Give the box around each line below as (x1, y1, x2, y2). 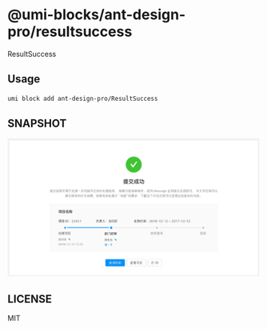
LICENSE (7, 292, 53, 306)
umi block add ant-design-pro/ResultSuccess (7, 94, 158, 102)
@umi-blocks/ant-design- (7, 6, 186, 24)
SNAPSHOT (7, 117, 67, 130)
